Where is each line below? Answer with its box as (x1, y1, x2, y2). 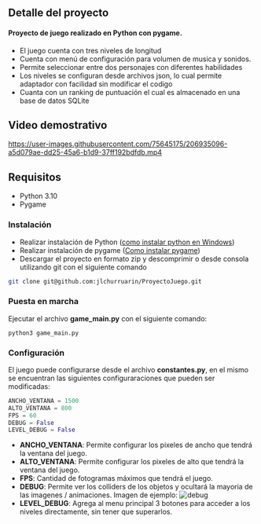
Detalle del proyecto (8, 6, 109, 20)
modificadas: (8, 381, 51, 391)
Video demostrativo (8, 118, 108, 132)
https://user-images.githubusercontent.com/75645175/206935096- (8, 139, 228, 148)
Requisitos (8, 170, 61, 184)
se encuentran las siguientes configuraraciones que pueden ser (8, 373, 215, 383)
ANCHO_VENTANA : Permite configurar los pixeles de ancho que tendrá (19, 440, 253, 450)
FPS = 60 (8, 412, 37, 420)
